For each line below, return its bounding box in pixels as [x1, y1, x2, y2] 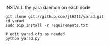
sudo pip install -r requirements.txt [5, 23, 88, 28]
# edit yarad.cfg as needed [5, 32, 66, 37]
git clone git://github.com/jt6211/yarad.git [5, 14, 104, 19]
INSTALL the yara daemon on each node [5, 5, 91, 10]
